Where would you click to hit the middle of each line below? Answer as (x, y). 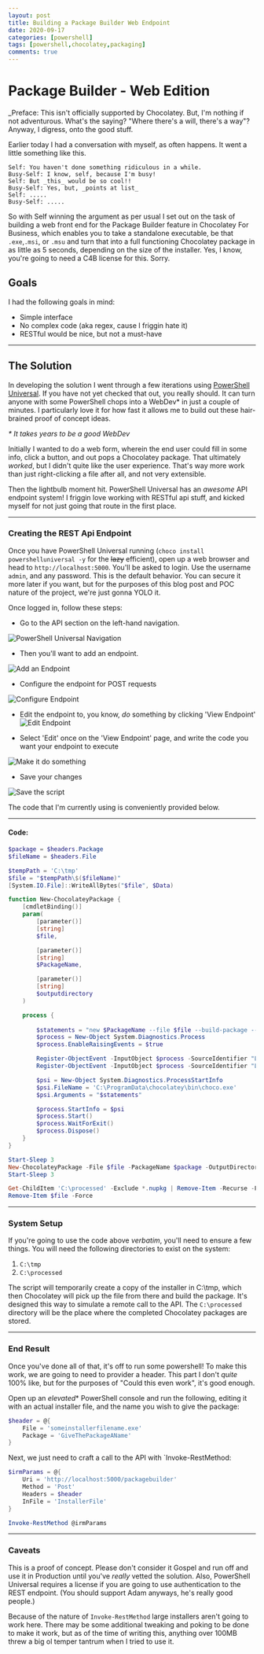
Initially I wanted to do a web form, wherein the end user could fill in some (128, 448)
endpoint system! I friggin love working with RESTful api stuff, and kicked (126, 497)
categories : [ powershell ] (50, 37)
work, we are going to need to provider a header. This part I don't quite (123, 1374)
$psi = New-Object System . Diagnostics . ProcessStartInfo (130, 1080)
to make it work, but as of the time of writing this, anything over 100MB (123, 1633)
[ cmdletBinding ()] (52, 907)
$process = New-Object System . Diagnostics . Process (121, 1037)
